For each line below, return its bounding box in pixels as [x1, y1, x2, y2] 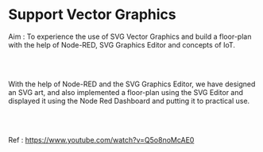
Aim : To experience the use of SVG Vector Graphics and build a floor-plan [8, 32, 252, 41]
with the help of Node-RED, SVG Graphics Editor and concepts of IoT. [8, 40, 236, 49]
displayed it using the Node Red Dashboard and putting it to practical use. [8, 96, 250, 105]
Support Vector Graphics [8, 6, 176, 24]
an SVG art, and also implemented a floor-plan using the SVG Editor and [8, 87, 244, 97]
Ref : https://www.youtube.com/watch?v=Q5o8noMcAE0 [8, 135, 195, 144]
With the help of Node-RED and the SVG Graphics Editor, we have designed [8, 79, 256, 89]
